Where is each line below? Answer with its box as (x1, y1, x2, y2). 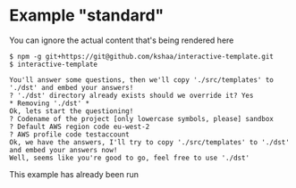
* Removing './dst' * (9, 99, 90, 108)
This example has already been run (9, 168, 139, 179)
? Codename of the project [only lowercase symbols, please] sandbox (9, 114, 275, 123)
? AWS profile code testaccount (9, 130, 130, 139)
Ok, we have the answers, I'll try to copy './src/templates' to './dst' (9, 137, 291, 147)
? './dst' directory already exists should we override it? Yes (9, 91, 254, 100)
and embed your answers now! (9, 145, 118, 154)
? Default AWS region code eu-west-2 (9, 122, 150, 131)
